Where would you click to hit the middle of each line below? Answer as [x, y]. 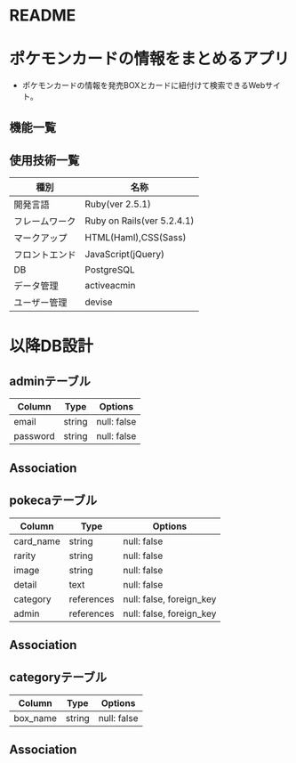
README [43, 16]
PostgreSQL [110, 270]
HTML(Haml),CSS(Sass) [136, 238]
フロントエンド [45, 255]
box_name [36, 718]
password [34, 436]
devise [99, 302]
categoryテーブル [58, 678]
